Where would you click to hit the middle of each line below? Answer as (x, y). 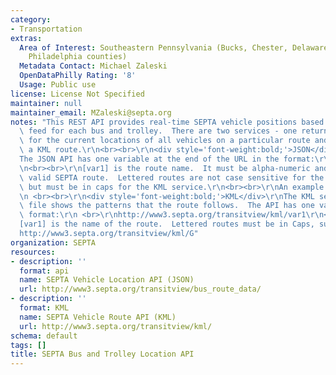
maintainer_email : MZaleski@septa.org (91, 112)
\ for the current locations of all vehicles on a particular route (165, 141)
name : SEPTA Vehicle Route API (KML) (98, 317)
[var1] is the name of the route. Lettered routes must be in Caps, (167, 224)
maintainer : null (46, 103)
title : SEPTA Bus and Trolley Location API (102, 354)
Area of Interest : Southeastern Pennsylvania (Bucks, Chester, (153, 47)
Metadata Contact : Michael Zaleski (93, 66)
